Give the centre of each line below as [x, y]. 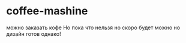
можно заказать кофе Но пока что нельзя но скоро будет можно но [93, 27]
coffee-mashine [47, 11]
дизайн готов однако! [34, 33]
